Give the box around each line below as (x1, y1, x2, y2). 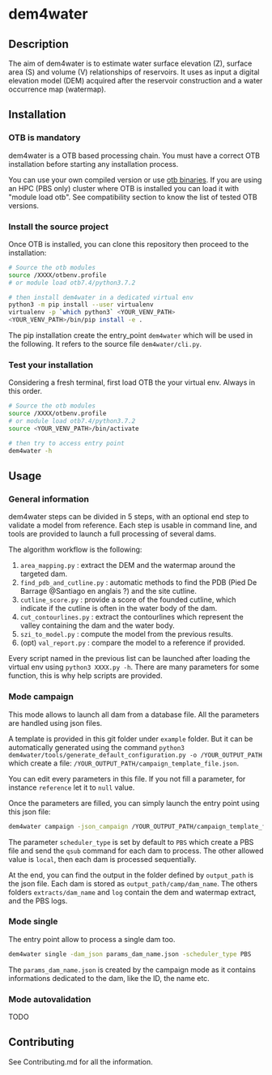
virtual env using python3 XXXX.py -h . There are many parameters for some (8, 662, 260, 672)
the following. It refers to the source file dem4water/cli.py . (8, 339, 202, 349)
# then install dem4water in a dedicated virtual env (8, 293, 194, 301)
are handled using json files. (8, 718, 103, 727)
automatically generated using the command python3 (8, 742, 185, 752)
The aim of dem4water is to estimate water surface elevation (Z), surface (8, 58, 253, 68)
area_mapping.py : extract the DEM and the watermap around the (19, 561, 236, 570)
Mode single (8, 916, 58, 928)
